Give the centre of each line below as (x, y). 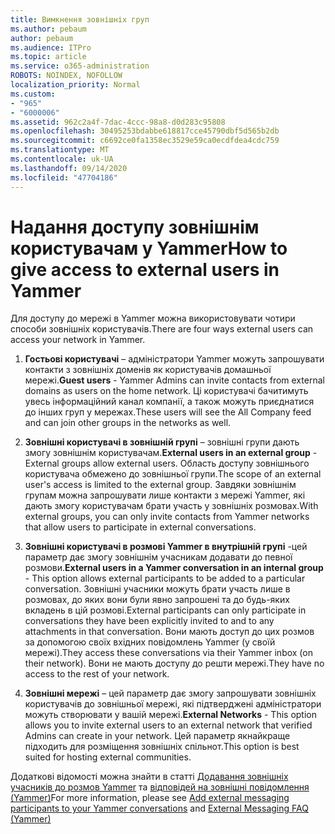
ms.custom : (33, 94)
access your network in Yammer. (78, 340)
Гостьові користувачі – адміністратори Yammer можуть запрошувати (174, 359)
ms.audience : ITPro (51, 47)
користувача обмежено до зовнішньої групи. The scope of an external (173, 474)
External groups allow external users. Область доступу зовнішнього (167, 463)
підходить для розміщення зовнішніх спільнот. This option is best (162, 747)
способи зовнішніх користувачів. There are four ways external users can (162, 329)
